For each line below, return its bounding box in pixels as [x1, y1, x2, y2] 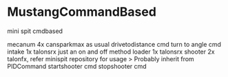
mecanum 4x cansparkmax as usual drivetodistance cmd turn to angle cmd [7, 40, 222, 48]
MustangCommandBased [7, 4, 157, 20]
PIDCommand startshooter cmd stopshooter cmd [7, 62, 147, 70]
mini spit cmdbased [7, 27, 63, 35]
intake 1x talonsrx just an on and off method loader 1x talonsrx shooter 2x [7, 47, 215, 56]
